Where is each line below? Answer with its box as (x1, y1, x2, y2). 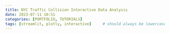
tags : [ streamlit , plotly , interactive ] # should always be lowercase (5, 21, 166, 26)
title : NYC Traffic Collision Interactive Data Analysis (5, 7, 128, 12)
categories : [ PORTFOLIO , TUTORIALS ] (5, 16, 82, 21)
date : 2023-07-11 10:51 (5, 12, 56, 17)
